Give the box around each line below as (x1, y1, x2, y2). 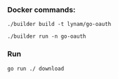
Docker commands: (7, 5, 76, 15)
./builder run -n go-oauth (7, 33, 86, 40)
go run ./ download (7, 65, 65, 72)
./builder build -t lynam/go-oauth (7, 21, 112, 28)
